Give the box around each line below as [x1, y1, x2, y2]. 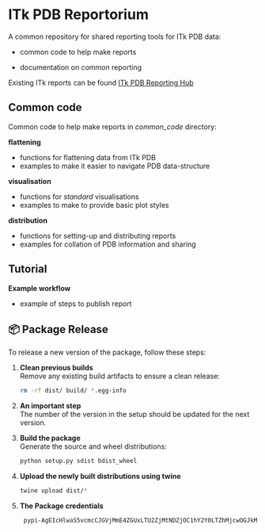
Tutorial [8, 262, 47, 276]
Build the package [19, 434, 81, 443]
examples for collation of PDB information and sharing [19, 239, 196, 249]
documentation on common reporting [19, 62, 142, 72]
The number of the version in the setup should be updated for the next [19, 410, 250, 419]
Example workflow [8, 283, 71, 293]
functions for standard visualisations [19, 192, 140, 201]
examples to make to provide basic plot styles [19, 200, 169, 209]
